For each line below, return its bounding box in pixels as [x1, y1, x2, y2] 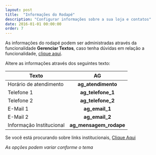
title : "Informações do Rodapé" [5, 12, 75, 17]
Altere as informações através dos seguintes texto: [5, 60, 110, 66]
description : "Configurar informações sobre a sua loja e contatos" [5, 17, 151, 22]
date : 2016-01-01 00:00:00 [5, 21, 62, 27]
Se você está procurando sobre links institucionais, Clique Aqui [5, 134, 136, 141]
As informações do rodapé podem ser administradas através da [5, 40, 137, 46]
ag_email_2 [83, 114, 111, 121]
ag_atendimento [77, 81, 117, 88]
